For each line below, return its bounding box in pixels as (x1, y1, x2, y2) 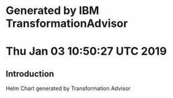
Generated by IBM (6, 4, 99, 18)
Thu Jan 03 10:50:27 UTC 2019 (6, 44, 167, 58)
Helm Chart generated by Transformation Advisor (6, 85, 131, 92)
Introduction (6, 68, 55, 79)
